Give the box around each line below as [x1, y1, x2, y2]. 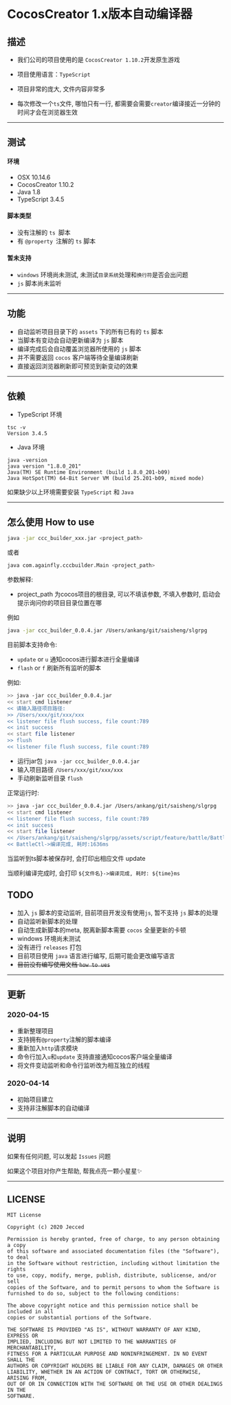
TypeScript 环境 [16, 410, 63, 418]
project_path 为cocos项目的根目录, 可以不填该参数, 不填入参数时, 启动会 [16, 590, 221, 599]
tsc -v [7, 424, 26, 431]
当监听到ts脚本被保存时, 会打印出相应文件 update [7, 855, 146, 863]
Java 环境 [16, 443, 45, 451]
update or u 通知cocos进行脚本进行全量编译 [16, 655, 140, 664]
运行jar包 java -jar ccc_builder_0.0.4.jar [16, 757, 140, 765]
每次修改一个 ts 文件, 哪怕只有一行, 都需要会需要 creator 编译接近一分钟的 [16, 99, 221, 108]
